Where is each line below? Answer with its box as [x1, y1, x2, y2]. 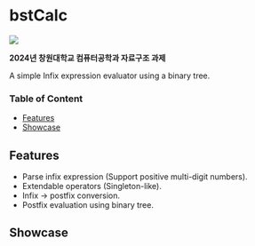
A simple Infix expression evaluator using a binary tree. [9, 70, 211, 81]
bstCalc [9, 5, 68, 26]
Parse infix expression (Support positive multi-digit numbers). [21, 171, 248, 182]
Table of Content [9, 92, 84, 105]
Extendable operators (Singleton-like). [21, 181, 162, 192]
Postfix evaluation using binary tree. [21, 200, 154, 210]
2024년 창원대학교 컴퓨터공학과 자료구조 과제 [9, 52, 166, 63]
